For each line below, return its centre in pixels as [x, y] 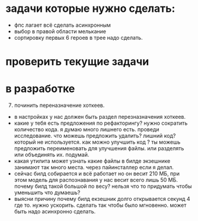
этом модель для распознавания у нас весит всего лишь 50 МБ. [96, 180]
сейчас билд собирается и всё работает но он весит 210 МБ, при [97, 173]
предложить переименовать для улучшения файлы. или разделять [99, 149]
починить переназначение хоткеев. [59, 105]
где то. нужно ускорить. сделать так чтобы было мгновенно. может [100, 205]
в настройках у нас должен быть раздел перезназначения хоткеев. [100, 117]
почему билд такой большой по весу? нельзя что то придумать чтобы [103, 187]
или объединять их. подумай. [52, 155]
